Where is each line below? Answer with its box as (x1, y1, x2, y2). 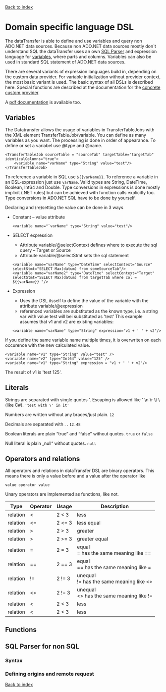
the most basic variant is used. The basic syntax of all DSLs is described (5, 79, 153, 85)
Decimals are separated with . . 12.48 (5, 421, 81, 427)
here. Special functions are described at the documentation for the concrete (5, 84, 161, 90)
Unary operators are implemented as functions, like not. (5, 491, 119, 497)
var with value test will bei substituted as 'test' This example (19, 313, 143, 319)
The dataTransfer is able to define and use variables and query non (5, 38, 142, 44)
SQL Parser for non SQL (5, 642, 80, 651)
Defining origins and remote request (5, 671, 94, 677)
